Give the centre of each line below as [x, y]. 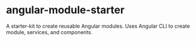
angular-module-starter [65, 10]
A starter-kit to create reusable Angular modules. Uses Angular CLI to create [98, 26]
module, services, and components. [49, 32]
